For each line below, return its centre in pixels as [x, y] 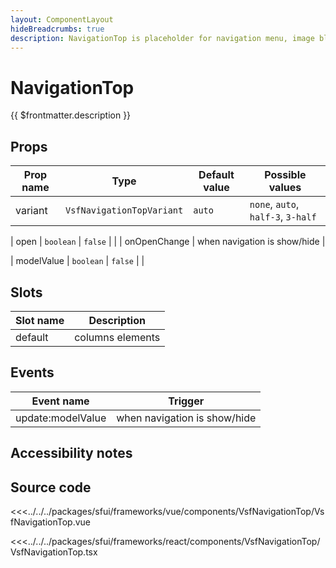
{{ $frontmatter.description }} [71, 115]
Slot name [40, 320]
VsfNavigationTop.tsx [54, 552]
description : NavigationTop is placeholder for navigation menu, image [162, 38]
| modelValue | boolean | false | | [77, 261]
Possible [285, 175]
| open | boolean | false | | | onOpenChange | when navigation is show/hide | [168, 242]
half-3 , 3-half [283, 217]
